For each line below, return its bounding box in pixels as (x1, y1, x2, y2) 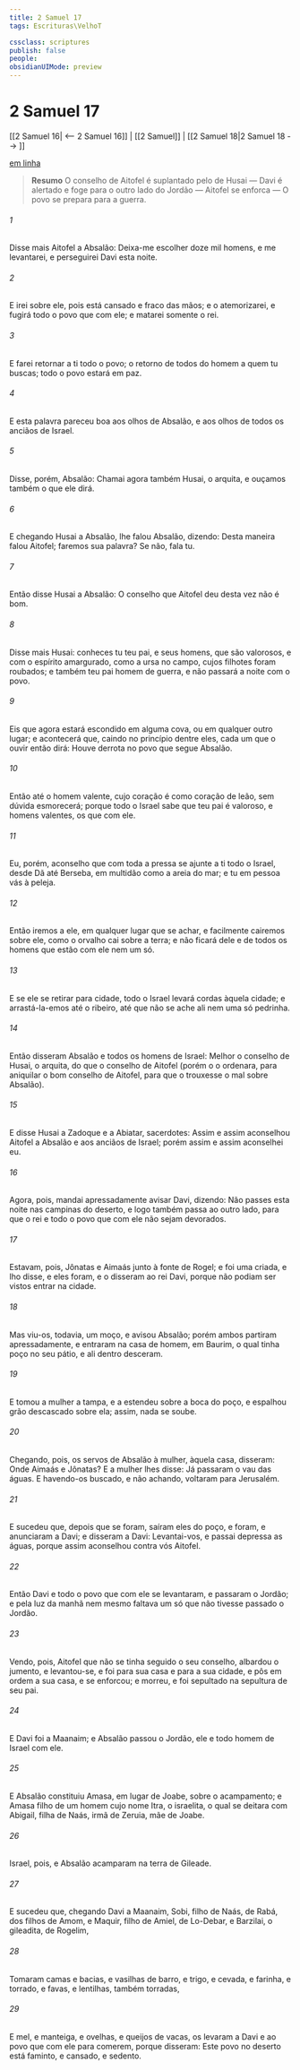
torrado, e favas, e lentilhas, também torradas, (9, 1983, 180, 1994)
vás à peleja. (9, 877, 56, 888)
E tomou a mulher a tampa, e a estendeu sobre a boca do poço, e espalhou (9, 1396, 287, 1407)
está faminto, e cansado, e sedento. (9, 2050, 141, 2061)
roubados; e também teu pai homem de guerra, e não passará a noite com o (9, 666, 291, 676)
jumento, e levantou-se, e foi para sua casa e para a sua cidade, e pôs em (9, 1665, 282, 1676)
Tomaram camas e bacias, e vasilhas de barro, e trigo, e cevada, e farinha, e (9, 1973, 291, 1984)
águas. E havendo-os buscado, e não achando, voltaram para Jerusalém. (9, 1473, 280, 1483)
